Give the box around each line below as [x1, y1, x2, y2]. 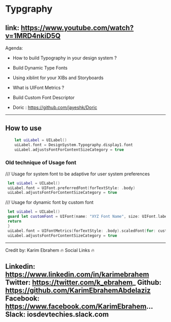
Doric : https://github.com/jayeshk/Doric [12, 104, 98, 110]
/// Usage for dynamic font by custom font [5, 199, 94, 205]
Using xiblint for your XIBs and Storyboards [12, 75, 104, 81]
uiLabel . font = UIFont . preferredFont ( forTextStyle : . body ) [7, 185, 136, 191]
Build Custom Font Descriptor [12, 95, 75, 100]
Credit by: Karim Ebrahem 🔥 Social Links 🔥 [5, 247, 95, 253]
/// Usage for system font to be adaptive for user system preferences [5, 171, 150, 177]
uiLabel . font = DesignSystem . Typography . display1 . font [14, 142, 133, 147]
